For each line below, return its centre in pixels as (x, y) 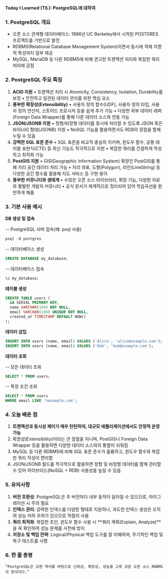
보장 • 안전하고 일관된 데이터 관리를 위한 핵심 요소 (61, 98)
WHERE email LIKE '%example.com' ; (41, 401)
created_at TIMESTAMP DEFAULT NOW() (48, 317)
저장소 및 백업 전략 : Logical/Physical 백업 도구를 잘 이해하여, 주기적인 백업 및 (88, 534)
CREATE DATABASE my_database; (37, 259)
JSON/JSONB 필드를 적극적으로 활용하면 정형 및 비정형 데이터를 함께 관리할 (87, 464)
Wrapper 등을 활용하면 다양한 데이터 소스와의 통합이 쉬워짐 (70, 445)
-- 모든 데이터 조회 (23, 367)
